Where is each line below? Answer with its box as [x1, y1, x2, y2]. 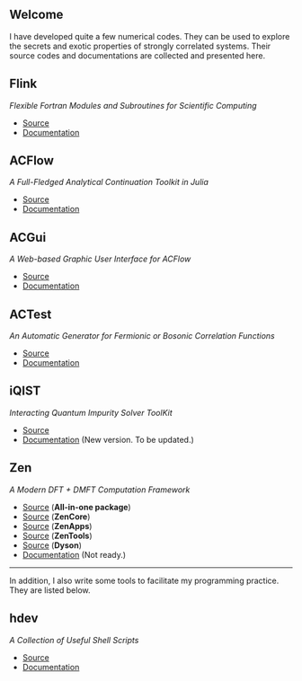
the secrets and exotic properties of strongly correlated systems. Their [9, 40, 271, 51]
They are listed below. [9, 584, 92, 596]
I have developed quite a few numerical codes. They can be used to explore [9, 31, 290, 41]
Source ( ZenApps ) [22, 520, 93, 531]
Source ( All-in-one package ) [22, 501, 132, 512]
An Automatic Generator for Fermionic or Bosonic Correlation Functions [9, 331, 276, 341]
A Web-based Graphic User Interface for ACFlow [9, 253, 191, 264]
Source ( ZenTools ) [22, 530, 93, 541]
